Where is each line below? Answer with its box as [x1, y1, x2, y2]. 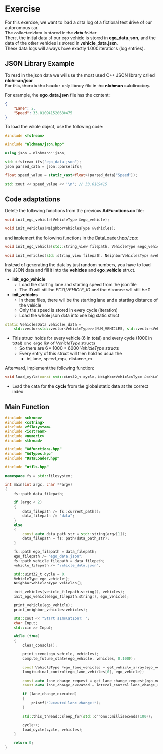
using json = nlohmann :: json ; [5, 151, 66, 155]
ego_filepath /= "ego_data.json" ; [14, 554, 83, 559]
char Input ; [14, 620, 38, 625]
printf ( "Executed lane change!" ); [31, 701, 101, 705]
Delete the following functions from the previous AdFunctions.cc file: [5, 208, 144, 214]
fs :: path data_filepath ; [14, 491, 64, 496]
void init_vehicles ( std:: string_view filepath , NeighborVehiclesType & [5, 253, 153, 258]
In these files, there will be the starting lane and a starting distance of [19, 297, 158, 303]
